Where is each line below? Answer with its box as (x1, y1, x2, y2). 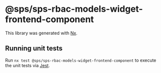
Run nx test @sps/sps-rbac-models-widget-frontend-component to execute (5, 57, 157, 63)
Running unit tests (5, 44, 63, 52)
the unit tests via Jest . (5, 62, 50, 68)
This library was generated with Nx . (5, 30, 78, 36)
